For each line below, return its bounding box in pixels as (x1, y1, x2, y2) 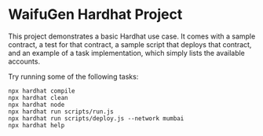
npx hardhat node (8, 101, 65, 108)
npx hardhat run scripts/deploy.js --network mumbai (8, 114, 184, 123)
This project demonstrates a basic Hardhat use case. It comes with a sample (8, 31, 256, 41)
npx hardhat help (8, 121, 65, 129)
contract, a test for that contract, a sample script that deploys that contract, (8, 39, 252, 49)
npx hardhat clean (8, 94, 68, 101)
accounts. (8, 57, 41, 66)
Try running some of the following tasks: (8, 72, 139, 81)
